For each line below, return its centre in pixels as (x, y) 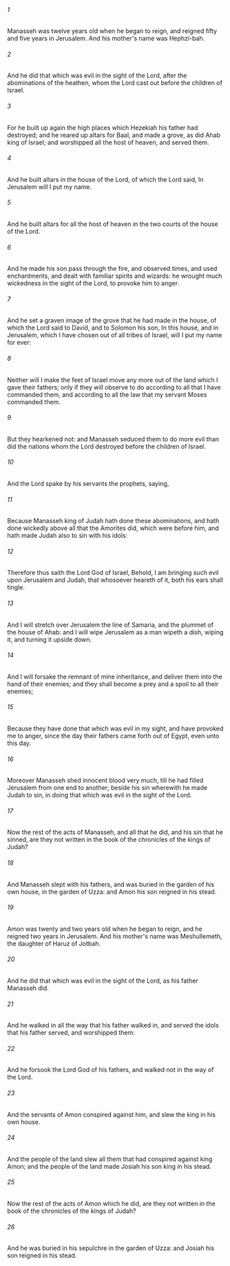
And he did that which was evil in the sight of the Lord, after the (97, 75)
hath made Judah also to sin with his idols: (67, 536)
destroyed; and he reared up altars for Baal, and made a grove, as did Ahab (114, 135)
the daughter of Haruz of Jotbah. (54, 943)
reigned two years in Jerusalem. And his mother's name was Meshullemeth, (115, 936)
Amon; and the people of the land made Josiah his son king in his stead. (109, 1166)
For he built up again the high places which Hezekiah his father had (103, 127)
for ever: (19, 343)
